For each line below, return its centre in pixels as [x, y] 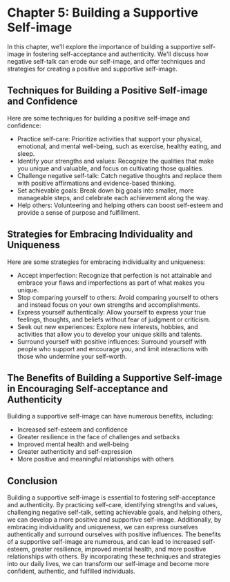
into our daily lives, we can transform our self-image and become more [108, 564]
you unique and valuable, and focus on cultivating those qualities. [110, 168]
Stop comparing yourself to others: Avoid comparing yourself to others [118, 297]
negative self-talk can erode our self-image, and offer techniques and [106, 61]
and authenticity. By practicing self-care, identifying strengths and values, [113, 505]
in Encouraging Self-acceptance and [88, 388]
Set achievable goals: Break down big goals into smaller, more [105, 190]
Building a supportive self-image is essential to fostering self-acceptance [111, 497]
